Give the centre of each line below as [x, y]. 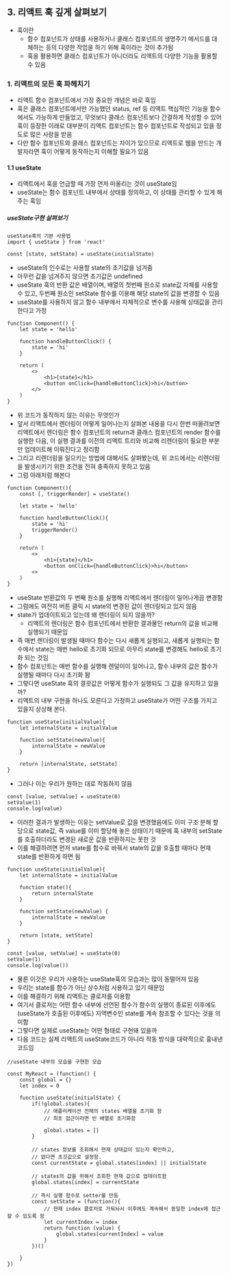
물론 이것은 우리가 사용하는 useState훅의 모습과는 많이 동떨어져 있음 [108, 979]
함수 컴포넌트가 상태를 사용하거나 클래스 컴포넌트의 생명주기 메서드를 [119, 38]
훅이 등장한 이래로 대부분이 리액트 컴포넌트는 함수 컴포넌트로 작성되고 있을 [116, 126]
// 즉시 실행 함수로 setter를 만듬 [75, 1196]
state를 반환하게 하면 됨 [49, 856]
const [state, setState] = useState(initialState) [81, 254]
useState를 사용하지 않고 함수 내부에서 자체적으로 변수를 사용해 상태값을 [113, 302]
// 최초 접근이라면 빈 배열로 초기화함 [90, 1119]
